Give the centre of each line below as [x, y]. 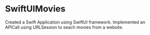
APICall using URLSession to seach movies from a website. [64, 27]
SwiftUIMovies [35, 9]
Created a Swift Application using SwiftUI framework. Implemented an [75, 22]
